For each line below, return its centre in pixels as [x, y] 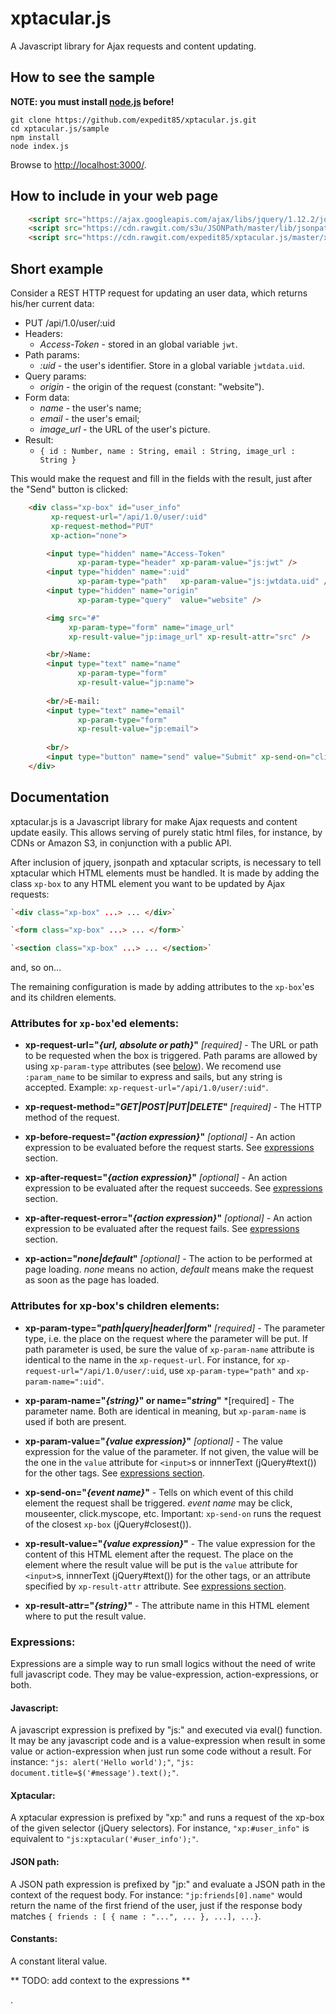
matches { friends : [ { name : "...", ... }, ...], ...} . [136, 1916]
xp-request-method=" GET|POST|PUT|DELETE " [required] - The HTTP [173, 1107]
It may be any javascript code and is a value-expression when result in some [168, 1741]
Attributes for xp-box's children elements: [115, 1306]
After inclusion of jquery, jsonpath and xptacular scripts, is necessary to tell [166, 862]
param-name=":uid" [63, 1382]
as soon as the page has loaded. [92, 1280]
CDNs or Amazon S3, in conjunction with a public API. [121, 843]
